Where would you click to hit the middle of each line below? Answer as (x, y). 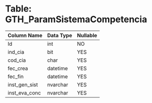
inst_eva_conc (24, 92)
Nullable (87, 35)
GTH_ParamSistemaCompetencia (76, 19)
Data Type (60, 35)
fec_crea (18, 68)
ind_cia (16, 52)
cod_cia (17, 60)
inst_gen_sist (23, 84)
